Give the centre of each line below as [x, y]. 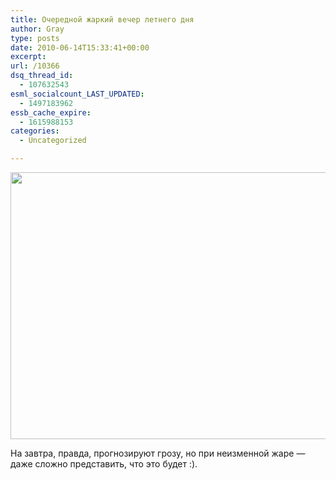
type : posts [35, 38]
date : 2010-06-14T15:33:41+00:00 [80, 47]
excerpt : [28, 57]
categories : [35, 131]
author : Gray [37, 29]
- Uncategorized [53, 141]
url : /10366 [35, 66]
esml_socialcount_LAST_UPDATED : [77, 94]
